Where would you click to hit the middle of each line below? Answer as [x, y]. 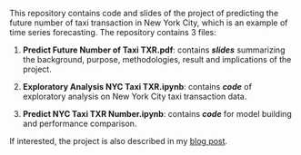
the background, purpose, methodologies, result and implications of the [157, 59]
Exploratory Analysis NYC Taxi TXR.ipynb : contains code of [137, 87]
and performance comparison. [80, 123]
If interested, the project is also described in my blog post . [119, 141]
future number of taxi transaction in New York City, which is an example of [149, 23]
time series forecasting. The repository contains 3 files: [113, 32]
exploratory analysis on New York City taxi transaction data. [135, 96]
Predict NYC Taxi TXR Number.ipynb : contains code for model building [157, 114]
